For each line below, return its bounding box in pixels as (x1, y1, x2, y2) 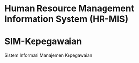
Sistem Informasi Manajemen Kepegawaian (4, 52, 92, 58)
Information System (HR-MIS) (4, 13, 129, 25)
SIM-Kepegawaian (4, 36, 82, 47)
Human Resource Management (4, 3, 135, 14)
